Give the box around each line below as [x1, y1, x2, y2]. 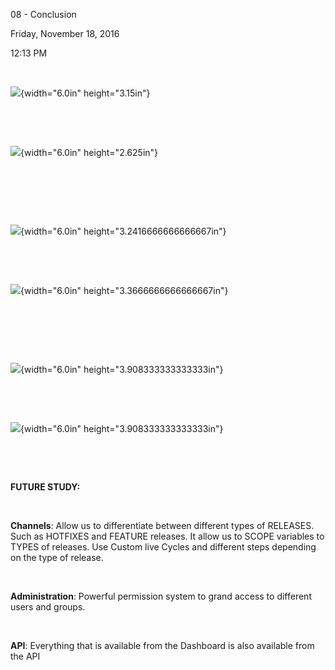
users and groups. [10, 601, 86, 613]
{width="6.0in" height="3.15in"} [20, 87, 151, 99]
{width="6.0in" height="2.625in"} [20, 147, 159, 158]
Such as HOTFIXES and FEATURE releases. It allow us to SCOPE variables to [10, 530, 325, 542]
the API [10, 650, 41, 662]
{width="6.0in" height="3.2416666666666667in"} [20, 225, 227, 237]
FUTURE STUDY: [10, 481, 81, 493]
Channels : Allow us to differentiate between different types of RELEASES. [10, 520, 315, 531]
